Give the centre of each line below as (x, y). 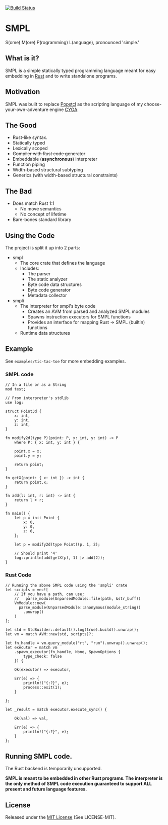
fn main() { (18, 514)
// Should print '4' (36, 553)
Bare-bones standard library (42, 220)
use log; (14, 403)
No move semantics (41, 209)
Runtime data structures (45, 333)
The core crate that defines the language (63, 263)
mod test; (16, 389)
